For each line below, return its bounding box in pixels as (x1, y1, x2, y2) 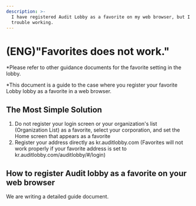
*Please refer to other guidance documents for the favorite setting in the (6, 64, 182, 71)
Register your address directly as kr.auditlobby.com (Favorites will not (14, 139, 184, 146)
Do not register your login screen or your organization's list (14, 121, 157, 128)
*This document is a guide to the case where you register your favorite (6, 81, 178, 88)
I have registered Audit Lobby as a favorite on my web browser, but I (11, 14, 191, 20)
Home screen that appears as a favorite (14, 133, 110, 140)
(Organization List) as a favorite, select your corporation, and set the (14, 126, 180, 133)
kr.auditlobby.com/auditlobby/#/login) (14, 152, 106, 159)
